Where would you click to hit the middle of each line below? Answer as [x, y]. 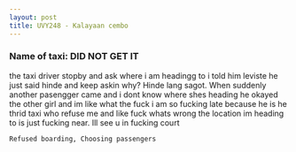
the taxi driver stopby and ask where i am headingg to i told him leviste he [144, 75]
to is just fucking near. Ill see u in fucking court [94, 122]
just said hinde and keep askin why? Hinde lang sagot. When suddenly [138, 85]
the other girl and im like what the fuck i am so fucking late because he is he [148, 103]
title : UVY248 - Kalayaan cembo [69, 26]
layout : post [33, 17]
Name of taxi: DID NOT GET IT [74, 57]
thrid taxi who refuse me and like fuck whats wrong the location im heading [147, 113]
